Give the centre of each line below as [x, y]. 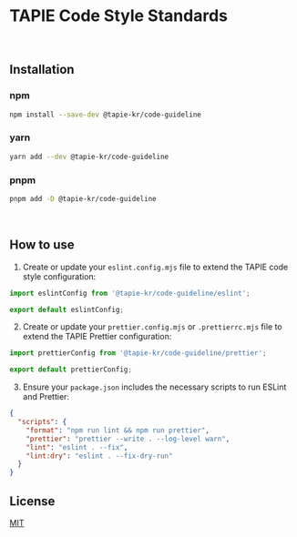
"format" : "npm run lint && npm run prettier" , [118, 430]
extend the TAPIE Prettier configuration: [97, 337]
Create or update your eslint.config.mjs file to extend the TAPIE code [155, 267]
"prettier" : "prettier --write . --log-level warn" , [128, 439]
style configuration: [59, 276]
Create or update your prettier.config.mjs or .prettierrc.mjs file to [152, 327]
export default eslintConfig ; [67, 309]
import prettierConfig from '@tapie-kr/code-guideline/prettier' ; [138, 353]
